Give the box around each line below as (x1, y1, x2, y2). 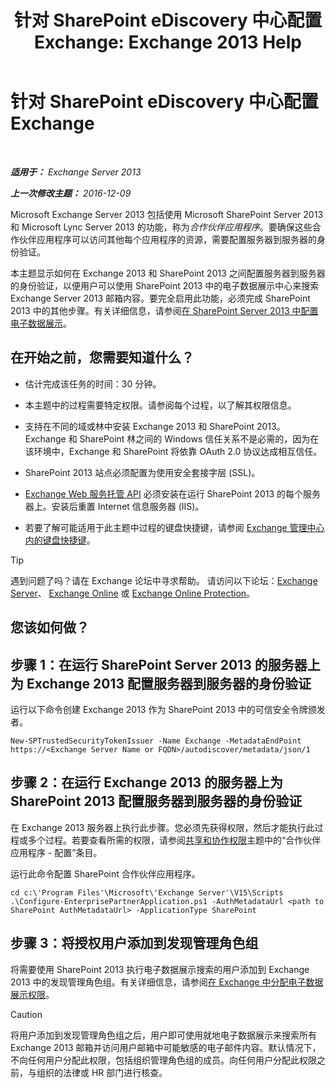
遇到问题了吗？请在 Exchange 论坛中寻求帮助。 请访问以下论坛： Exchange (10, 574, 318, 586)
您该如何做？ (10, 619, 90, 636)
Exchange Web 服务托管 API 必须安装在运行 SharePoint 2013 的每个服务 (24, 487, 321, 500)
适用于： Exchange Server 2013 (10, 166, 142, 178)
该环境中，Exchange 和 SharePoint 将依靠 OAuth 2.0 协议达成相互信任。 (24, 445, 323, 457)
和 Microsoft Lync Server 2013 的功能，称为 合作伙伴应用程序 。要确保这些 (10, 221, 313, 233)
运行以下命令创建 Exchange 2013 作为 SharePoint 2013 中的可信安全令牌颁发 (10, 703, 326, 715)
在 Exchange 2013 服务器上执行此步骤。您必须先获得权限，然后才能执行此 (10, 821, 315, 833)
